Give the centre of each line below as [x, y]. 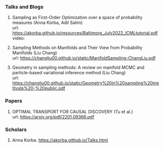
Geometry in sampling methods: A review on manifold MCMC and [78, 67]
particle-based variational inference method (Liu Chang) [69, 73]
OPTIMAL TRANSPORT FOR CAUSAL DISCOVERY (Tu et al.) [72, 111]
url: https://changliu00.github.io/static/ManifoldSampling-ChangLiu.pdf [84, 58]
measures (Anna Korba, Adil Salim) [47, 22]
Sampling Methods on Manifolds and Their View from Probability [77, 48]
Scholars [16, 129]
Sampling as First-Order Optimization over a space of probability [77, 18]
